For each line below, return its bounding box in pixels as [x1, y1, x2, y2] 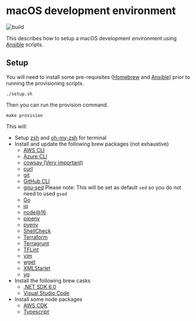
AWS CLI [23, 146, 45, 153]
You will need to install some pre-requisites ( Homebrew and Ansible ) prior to [6, 73, 190, 80]
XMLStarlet [23, 264, 51, 271]
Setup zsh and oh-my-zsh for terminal [14, 134, 107, 141]
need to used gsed [23, 190, 67, 197]
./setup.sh [6, 91, 33, 97]
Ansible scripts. [6, 41, 44, 48]
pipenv [23, 215, 40, 222]
